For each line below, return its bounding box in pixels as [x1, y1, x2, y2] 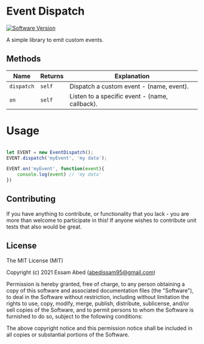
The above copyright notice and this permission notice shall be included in [6, 324, 192, 332]
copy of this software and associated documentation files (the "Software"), [6, 287, 194, 294]
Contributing [6, 194, 56, 204]
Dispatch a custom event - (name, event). [69, 82, 189, 91]
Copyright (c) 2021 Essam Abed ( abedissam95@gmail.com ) [6, 269, 156, 276]
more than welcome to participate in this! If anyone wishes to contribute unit [6, 216, 197, 224]
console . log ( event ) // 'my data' [17, 171, 102, 177]
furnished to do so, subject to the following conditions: [6, 312, 143, 320]
